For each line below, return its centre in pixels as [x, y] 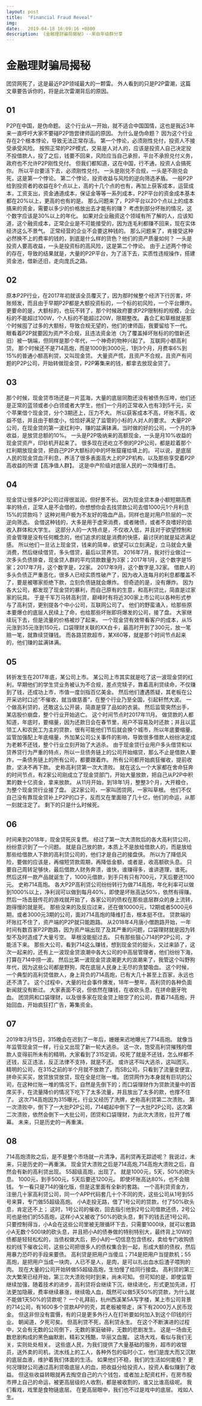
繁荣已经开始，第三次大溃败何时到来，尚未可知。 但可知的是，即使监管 [104, 1277]
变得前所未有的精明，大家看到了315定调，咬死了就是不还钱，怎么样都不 [105, 1054]
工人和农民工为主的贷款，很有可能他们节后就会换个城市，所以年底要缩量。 [103, 730]
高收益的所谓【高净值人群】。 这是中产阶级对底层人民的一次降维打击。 [93, 465]
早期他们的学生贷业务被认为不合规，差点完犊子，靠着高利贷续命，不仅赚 [106, 685]
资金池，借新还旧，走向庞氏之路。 [48, 261]
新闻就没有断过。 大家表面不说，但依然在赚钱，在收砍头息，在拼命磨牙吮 [96, 989]
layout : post [23, 12]
